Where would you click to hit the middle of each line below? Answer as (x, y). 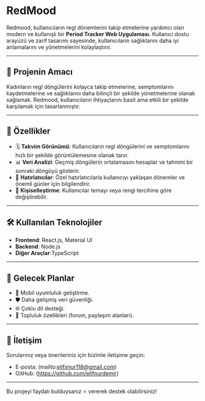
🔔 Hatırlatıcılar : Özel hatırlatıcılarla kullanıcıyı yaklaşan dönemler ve (100, 177)
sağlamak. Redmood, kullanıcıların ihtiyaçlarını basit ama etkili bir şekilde (98, 100)
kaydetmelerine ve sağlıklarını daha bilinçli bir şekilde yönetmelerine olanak (101, 93)
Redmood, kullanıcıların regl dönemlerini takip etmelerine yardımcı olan (95, 28)
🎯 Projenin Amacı (40, 72)
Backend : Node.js (38, 247)
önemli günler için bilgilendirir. (53, 183)
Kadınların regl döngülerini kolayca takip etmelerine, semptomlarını (90, 87)
